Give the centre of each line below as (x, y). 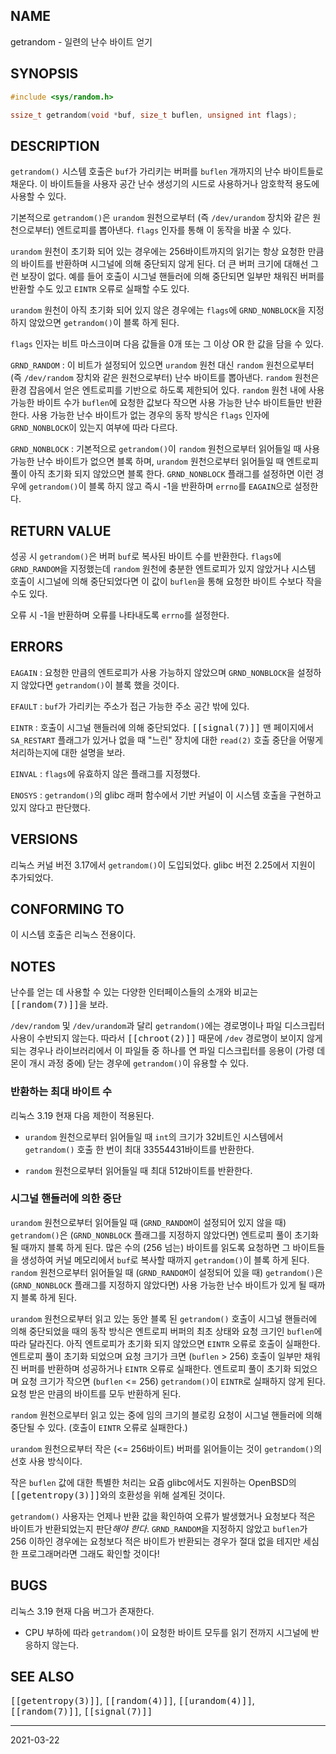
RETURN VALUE (61, 530)
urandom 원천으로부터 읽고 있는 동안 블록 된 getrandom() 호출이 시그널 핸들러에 (164, 1318)
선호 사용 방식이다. (46, 1461)
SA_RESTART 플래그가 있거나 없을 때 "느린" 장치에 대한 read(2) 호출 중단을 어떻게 (167, 740)
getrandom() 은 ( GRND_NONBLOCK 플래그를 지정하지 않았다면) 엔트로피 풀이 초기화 (164, 1235)
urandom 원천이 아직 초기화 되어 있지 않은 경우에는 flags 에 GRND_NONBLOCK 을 (158, 310)
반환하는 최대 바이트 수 (61, 1092)
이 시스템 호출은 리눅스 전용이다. (73, 935)
